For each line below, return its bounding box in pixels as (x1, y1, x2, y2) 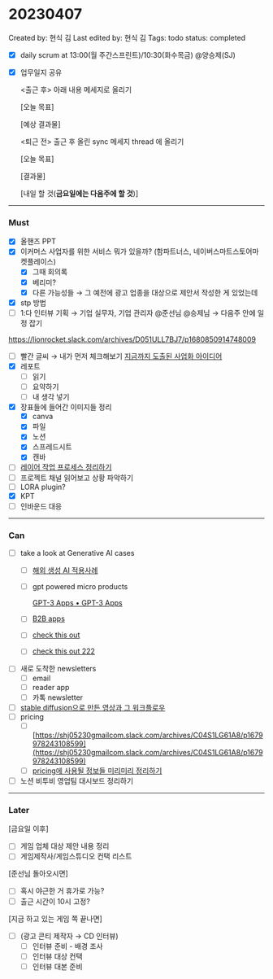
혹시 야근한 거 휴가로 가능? (19, 886, 105, 896)
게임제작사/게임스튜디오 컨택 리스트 (19, 851, 132, 861)
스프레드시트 (32, 442, 72, 452)
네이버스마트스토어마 (193, 247, 259, 256)
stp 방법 (19, 298, 47, 308)
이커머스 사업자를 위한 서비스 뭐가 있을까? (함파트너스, (19, 247, 192, 256)
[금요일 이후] (8, 824, 49, 834)
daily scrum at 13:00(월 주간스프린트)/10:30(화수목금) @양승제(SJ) (19, 50, 236, 59)
